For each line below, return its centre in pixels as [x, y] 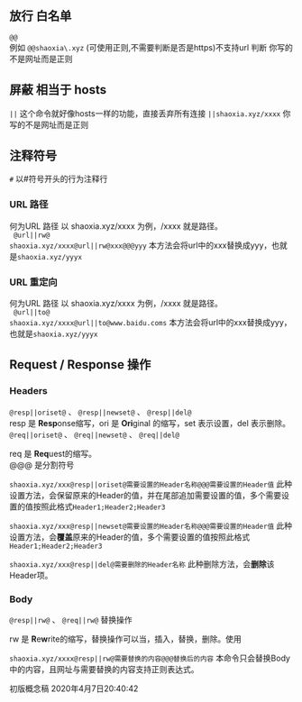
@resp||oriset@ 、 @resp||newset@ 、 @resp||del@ [101, 412]
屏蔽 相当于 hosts [58, 90]
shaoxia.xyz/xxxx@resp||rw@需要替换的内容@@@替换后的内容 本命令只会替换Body [150, 658]
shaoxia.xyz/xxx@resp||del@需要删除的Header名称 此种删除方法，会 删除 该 [142, 564]
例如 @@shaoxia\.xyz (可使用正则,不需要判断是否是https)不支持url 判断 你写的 [151, 47]
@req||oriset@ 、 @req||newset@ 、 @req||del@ [95, 434]
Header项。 [31, 575]
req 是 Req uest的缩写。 [53, 453]
